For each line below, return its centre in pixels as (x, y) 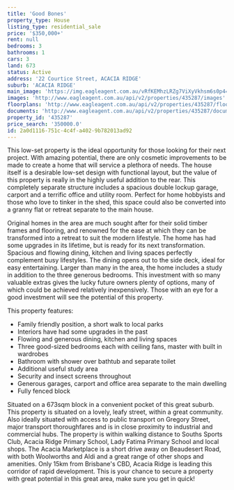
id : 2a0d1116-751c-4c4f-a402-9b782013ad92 (70, 131)
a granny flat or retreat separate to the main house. (80, 209)
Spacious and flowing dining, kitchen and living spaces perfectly (100, 253)
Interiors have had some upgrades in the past (83, 332)
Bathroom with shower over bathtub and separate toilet (96, 362)
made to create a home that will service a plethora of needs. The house (110, 165)
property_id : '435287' (40, 117)
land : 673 (22, 66)
